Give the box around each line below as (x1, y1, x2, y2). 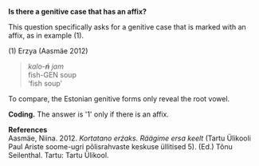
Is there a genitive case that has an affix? (8, 7, 147, 16)
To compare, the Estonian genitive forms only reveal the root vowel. (8, 94, 230, 103)
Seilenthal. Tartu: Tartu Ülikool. (8, 151, 109, 160)
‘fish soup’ (27, 79, 62, 88)
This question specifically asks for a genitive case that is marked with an (8, 22, 247, 31)
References (8, 125, 48, 134)
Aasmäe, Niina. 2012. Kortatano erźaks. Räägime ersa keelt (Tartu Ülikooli (8, 133, 251, 143)
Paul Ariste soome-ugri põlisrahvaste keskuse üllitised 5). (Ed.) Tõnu (8, 142, 233, 151)
